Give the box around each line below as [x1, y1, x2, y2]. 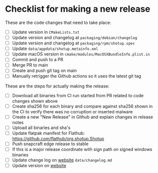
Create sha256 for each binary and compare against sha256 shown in [12, 103, 153, 109]
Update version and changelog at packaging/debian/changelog [12, 35, 138, 40]
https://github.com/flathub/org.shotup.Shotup [12, 135, 104, 141]
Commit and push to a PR [12, 57, 63, 63]
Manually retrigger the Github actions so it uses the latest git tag [12, 73, 141, 79]
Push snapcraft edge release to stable [12, 141, 89, 147]
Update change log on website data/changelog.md [12, 157, 112, 163]
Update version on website [12, 163, 67, 168]
